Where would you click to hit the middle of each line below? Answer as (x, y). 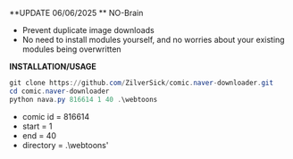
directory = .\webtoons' (65, 145)
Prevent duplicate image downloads (88, 30)
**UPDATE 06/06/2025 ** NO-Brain (76, 13)
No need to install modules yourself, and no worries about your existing (153, 40)
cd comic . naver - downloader (59, 91)
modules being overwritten (72, 49)
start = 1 (37, 126)
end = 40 (39, 135)
